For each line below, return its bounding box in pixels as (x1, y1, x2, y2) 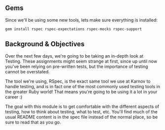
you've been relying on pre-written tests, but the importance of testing (5, 64, 148, 69)
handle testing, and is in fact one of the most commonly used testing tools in (5, 83, 160, 89)
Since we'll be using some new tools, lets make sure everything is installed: (5, 17, 158, 23)
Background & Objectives (5, 40, 85, 48)
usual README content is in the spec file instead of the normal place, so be (5, 114, 158, 120)
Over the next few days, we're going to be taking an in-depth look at (5, 53, 144, 59)
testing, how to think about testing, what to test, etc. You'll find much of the (5, 108, 158, 115)
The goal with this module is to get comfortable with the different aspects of (5, 103, 160, 109)
